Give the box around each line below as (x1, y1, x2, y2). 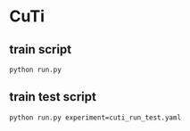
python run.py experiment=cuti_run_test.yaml (9, 113, 181, 122)
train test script (9, 89, 96, 104)
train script (9, 42, 72, 57)
